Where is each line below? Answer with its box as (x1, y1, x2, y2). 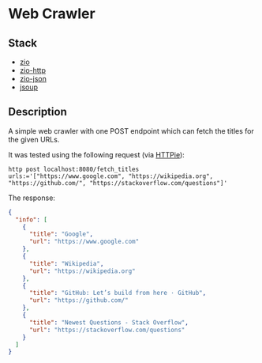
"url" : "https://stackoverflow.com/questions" (28, 326, 185, 334)
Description (8, 105, 67, 119)
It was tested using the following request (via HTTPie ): (8, 149, 185, 159)
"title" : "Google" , (28, 230, 93, 238)
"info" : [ (15, 215, 47, 224)
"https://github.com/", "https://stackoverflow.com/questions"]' (8, 179, 227, 187)
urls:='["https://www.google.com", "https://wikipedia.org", (8, 172, 214, 180)
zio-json (19, 74, 47, 83)
